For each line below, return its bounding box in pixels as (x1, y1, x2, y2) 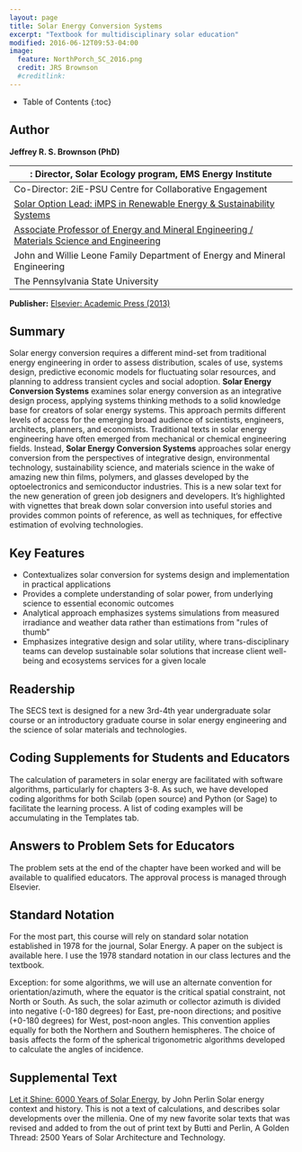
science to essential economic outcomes (22, 598, 174, 609)
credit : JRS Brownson (17, 64, 99, 73)
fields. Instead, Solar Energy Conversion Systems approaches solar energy (9, 443, 291, 454)
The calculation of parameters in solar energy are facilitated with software (9, 774, 283, 784)
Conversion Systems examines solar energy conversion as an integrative (9, 385, 282, 396)
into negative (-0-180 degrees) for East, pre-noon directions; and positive (9, 1006, 281, 1016)
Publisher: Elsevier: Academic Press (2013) (9, 297, 171, 308)
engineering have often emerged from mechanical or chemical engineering (9, 433, 288, 445)
